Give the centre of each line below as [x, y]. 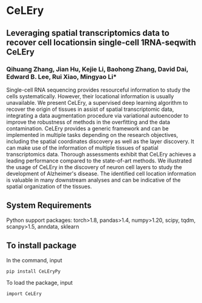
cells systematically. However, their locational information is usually [90, 96]
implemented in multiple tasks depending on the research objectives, [92, 135]
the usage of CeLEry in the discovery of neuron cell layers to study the [94, 167]
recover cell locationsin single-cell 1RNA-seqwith [101, 42]
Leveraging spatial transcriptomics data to [88, 33]
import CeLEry [24, 294]
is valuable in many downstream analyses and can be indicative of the [93, 180]
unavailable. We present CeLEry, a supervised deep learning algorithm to [97, 102]
